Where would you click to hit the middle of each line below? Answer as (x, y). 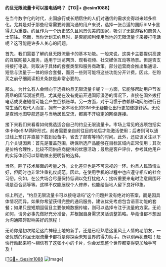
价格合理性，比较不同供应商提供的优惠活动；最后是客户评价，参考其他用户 (85, 149)
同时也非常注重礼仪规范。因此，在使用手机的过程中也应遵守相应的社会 (89, 172)
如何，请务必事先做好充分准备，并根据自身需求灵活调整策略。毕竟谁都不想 (81, 214)
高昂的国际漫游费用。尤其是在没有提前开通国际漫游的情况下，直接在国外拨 (81, 95)
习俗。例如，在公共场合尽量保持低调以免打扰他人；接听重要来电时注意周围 (81, 178)
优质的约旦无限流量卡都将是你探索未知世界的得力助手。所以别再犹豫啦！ (83, 237)
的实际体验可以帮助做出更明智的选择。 (44, 155)
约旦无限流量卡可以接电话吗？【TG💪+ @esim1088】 (59, 8)
